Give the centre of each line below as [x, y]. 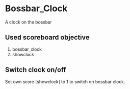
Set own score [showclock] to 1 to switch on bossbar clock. [65, 82]
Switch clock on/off [36, 70]
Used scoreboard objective [47, 37]
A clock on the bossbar [29, 22]
